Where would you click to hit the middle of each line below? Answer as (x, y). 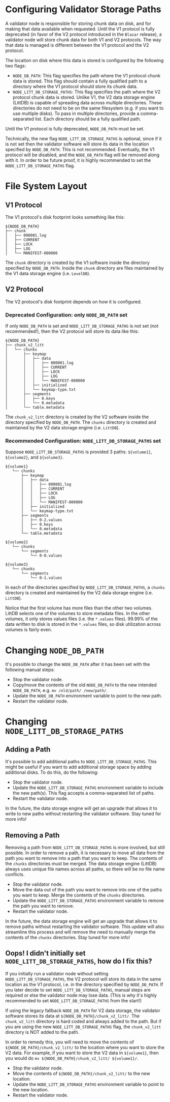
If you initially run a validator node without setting (57, 973)
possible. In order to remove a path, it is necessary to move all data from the (85, 853)
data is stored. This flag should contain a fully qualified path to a (80, 81)
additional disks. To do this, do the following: (52, 772)
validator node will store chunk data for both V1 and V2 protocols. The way (83, 40)
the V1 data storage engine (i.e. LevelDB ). (48, 273)
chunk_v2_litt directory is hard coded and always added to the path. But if (83, 1021)
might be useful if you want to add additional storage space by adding (78, 767)
